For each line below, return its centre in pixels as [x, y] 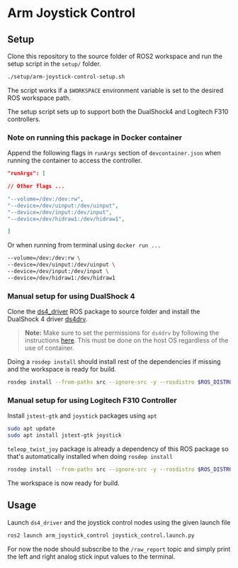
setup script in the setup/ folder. [54, 64]
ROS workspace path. [39, 98]
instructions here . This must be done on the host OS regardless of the [126, 340]
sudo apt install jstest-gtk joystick [64, 435]
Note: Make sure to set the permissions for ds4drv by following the [122, 333]
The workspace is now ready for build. [64, 483]
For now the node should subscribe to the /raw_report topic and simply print [119, 549]
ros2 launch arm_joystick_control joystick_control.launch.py [101, 535]
